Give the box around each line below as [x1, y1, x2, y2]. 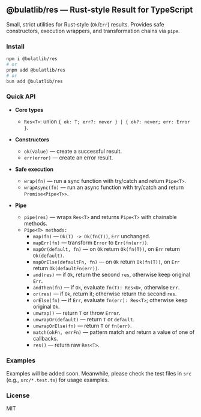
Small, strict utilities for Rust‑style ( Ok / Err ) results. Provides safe [6, 20, 164, 28]
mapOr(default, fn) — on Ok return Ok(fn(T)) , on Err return [32, 245, 181, 252]
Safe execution [14, 165, 54, 173]
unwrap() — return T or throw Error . [32, 309, 121, 317]
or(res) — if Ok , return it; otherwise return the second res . [32, 290, 177, 297]
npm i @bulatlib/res [6, 56, 58, 62]
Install [6, 42, 25, 51]
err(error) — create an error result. [23, 153, 113, 161]
